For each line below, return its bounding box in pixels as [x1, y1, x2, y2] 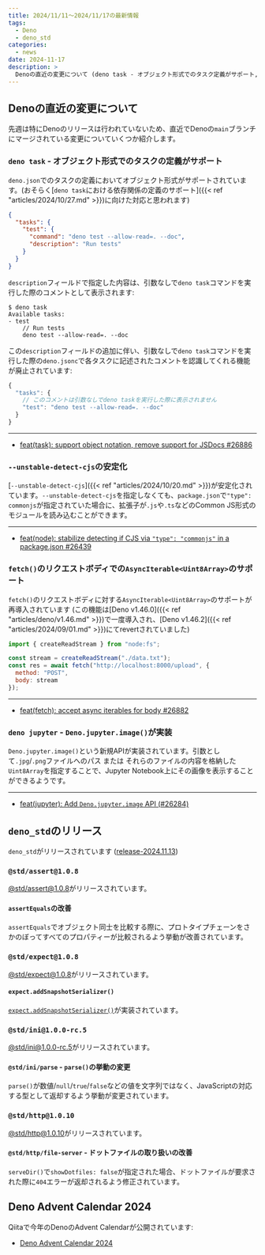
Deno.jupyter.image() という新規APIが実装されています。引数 [8, 746, 207, 756]
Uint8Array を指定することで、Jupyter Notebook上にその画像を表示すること [8, 766, 254, 775]
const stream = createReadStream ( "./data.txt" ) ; [8, 654, 171, 662]
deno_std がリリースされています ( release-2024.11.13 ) [8, 846, 179, 855]
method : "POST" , [15, 669, 69, 677]
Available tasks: [8, 310, 65, 318]
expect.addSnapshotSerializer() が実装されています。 [8, 1005, 183, 1014]
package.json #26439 [19, 542, 92, 552]
